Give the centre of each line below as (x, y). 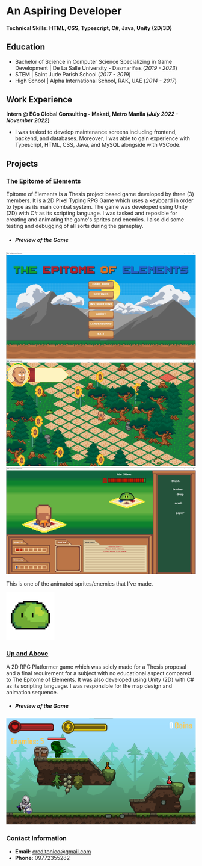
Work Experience (39, 100)
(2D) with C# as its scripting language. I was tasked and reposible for (92, 213)
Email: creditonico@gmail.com (53, 851)
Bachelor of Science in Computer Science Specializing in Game (93, 61)
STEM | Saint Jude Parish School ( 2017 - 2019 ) (73, 74)
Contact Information (37, 838)
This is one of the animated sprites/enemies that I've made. (80, 583)
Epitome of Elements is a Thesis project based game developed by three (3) (100, 194)
